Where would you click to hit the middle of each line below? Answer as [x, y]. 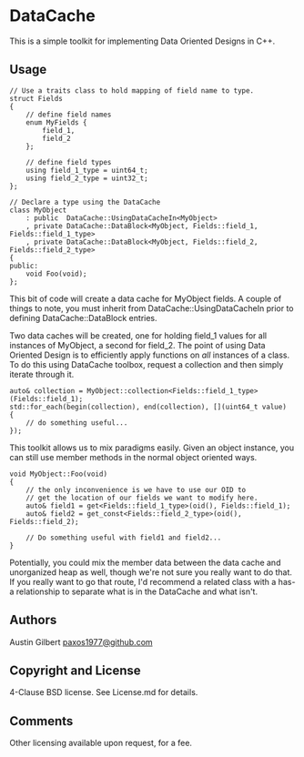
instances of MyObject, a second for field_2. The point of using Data [137, 345]
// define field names [69, 115]
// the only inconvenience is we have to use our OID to [136, 490]
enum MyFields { [57, 122]
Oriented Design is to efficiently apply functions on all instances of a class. [150, 355]
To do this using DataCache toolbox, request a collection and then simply [147, 364]
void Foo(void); [57, 274]
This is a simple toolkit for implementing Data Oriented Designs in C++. [142, 41]
